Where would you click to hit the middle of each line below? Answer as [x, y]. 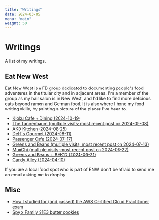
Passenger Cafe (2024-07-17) [42, 139]
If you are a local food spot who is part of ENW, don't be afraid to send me [80, 169]
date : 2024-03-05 [23, 14]
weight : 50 [16, 23]
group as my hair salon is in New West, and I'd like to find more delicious [78, 99]
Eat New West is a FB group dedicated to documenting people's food [74, 88]
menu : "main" [18, 19]
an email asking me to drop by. [36, 175]
